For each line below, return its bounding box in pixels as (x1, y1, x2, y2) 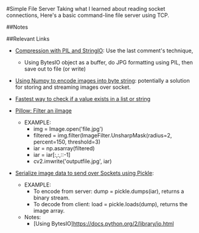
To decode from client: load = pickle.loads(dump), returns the (33, 201, 188, 207)
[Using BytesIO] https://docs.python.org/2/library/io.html (33, 220, 175, 227)
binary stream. (33, 194, 70, 201)
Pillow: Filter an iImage (15, 107, 72, 114)
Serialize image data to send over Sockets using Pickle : (15, 170, 154, 176)
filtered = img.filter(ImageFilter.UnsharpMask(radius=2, (33, 132, 172, 139)
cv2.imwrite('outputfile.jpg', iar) (33, 158, 112, 165)
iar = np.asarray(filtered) (33, 145, 96, 151)
